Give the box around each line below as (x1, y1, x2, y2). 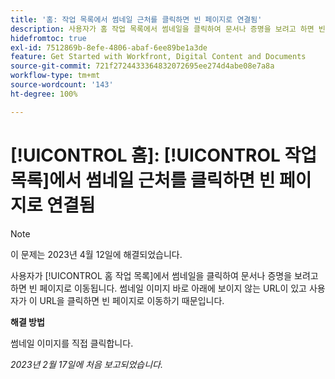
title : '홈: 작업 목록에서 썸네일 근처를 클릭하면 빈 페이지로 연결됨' (10, 14, 263, 25)
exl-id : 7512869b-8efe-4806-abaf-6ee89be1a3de (10, 42, 208, 53)
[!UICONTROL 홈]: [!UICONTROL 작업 (10, 144, 318, 166)
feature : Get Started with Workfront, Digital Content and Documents (10, 52, 307, 62)
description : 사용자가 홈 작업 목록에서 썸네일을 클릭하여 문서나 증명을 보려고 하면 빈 (10, 24, 326, 34)
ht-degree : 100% (10, 89, 78, 99)
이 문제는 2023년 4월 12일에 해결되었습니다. (10, 248, 183, 260)
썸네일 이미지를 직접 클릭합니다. (10, 337, 134, 349)
